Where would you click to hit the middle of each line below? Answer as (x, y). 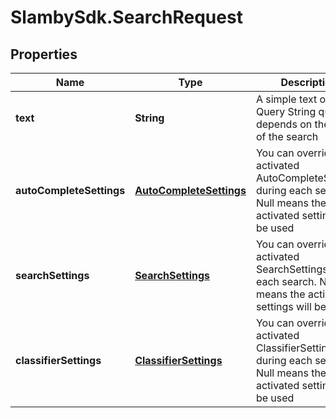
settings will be (291, 306)
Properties (44, 54)
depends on (284, 124)
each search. (286, 281)
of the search (287, 136)
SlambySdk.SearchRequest (126, 17)
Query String (286, 111)
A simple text (286, 99)
